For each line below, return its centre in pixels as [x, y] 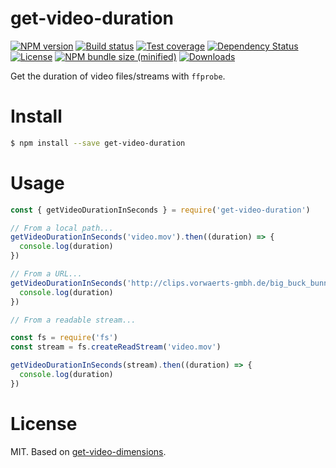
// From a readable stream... [73, 320]
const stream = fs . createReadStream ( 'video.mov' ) [116, 347]
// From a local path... [62, 228]
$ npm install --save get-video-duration [98, 143]
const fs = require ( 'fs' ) [64, 338]
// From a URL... [46, 274]
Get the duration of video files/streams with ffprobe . [118, 76]
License [44, 424]
